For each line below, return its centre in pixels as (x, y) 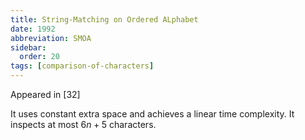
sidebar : (28, 47)
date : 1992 (33, 29)
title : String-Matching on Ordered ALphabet (104, 19)
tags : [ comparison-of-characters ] (82, 66)
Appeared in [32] (45, 94)
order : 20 (39, 57)
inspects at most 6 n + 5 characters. (83, 124)
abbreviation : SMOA (51, 38)
